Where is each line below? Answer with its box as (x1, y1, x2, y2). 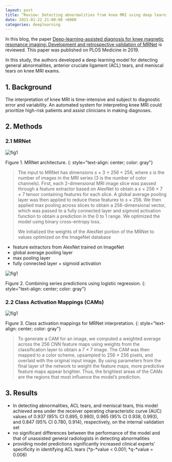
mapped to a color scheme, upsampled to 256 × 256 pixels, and (17, 352, 153, 358)
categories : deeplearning (5, 22, 60, 27)
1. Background (5, 83, 52, 92)
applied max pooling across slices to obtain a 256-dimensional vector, (17, 202, 166, 208)
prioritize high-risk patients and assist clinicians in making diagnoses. (5, 108, 152, 114)
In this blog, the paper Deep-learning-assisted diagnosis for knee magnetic (5, 36, 164, 42)
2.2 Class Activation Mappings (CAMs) (5, 298, 104, 306)
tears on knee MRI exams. (5, 68, 60, 74)
